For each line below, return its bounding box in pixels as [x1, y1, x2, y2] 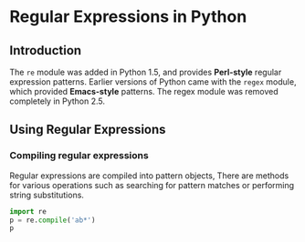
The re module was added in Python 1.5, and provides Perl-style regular [9, 66, 282, 77]
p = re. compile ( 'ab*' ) [9, 216, 96, 225]
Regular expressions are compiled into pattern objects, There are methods [9, 170, 289, 181]
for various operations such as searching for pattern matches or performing [9, 179, 295, 190]
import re [9, 207, 47, 216]
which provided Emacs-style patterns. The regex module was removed [9, 86, 279, 96]
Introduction [9, 43, 82, 58]
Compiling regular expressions [9, 149, 149, 162]
